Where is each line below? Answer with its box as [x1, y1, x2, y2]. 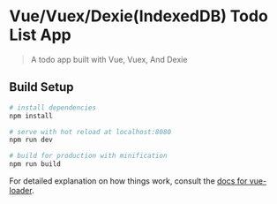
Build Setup [9, 79, 74, 94]
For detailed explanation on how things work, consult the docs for [9, 176, 248, 186]
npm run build [9, 160, 62, 169]
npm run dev [9, 135, 53, 145]
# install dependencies [9, 103, 97, 112]
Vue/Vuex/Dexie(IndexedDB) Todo [9, 6, 269, 26]
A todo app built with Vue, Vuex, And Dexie [30, 54, 188, 64]
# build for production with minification [9, 152, 168, 161]
